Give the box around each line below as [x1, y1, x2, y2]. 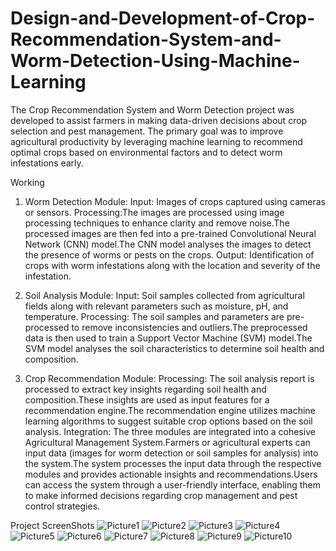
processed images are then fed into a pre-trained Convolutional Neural [24, 227, 317, 239]
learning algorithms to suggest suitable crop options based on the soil [24, 415, 313, 427]
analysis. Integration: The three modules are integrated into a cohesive [24, 425, 316, 437]
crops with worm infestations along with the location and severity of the [24, 259, 321, 271]
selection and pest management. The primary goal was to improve [10, 125, 284, 137]
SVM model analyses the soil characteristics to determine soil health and [24, 342, 325, 354]
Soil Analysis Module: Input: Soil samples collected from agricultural [24, 289, 305, 301]
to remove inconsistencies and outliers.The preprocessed [71, 321, 308, 333]
